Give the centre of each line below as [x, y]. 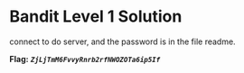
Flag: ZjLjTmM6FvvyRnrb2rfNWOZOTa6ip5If [85, 59]
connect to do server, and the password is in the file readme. [123, 41]
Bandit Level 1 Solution [96, 17]
